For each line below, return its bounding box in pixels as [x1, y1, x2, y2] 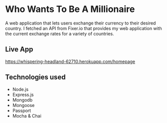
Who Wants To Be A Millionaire [5, 3, 135, 15]
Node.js [12, 86, 29, 92]
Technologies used [5, 73, 66, 81]
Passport [12, 107, 31, 113]
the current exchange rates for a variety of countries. [5, 30, 114, 36]
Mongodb [12, 96, 33, 103]
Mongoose [12, 102, 35, 108]
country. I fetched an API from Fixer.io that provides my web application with [5, 25, 162, 31]
